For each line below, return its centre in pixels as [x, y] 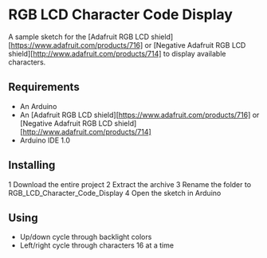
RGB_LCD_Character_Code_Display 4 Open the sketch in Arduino [115, 193]
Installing [32, 165]
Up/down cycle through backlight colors [86, 237]
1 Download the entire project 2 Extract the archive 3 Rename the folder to [130, 184]
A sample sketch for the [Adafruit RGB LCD [79, 37]
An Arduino [38, 106]
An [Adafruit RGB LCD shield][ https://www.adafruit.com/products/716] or [139, 115]
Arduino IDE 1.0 [45, 140]
